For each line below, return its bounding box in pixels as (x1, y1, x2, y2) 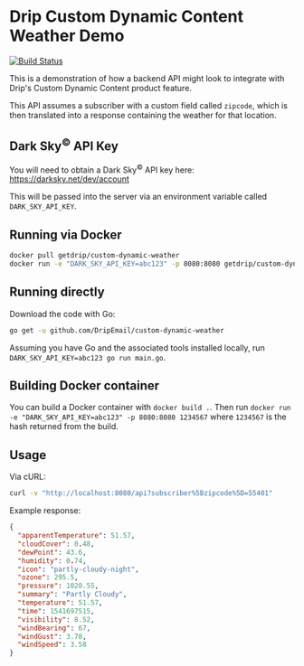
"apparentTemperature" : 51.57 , (17, 531, 136, 540)
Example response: (9, 505, 81, 516)
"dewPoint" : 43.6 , (17, 548, 88, 557)
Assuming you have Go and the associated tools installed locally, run (9, 342, 265, 353)
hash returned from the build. (9, 421, 119, 432)
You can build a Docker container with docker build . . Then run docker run (9, 402, 291, 413)
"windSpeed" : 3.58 (17, 640, 88, 650)
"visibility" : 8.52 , (17, 614, 95, 624)
